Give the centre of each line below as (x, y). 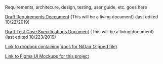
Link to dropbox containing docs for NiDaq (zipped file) (61, 46)
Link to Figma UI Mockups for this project (47, 56)
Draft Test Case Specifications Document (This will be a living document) (80, 32)
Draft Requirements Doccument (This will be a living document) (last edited (81, 17)
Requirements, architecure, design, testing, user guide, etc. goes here (76, 7)
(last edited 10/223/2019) (31, 37)
